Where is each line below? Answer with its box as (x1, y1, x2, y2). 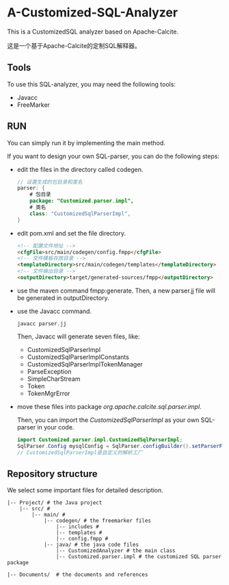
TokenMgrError (27, 389, 70, 397)
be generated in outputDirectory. (16, 293, 109, 302)
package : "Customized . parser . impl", (29, 197, 134, 205)
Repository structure (7, 468, 98, 480)
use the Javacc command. (16, 307, 92, 315)
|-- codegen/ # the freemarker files (43, 517, 152, 525)
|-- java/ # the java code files (43, 541, 139, 549)
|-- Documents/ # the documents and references (7, 571, 148, 578)
